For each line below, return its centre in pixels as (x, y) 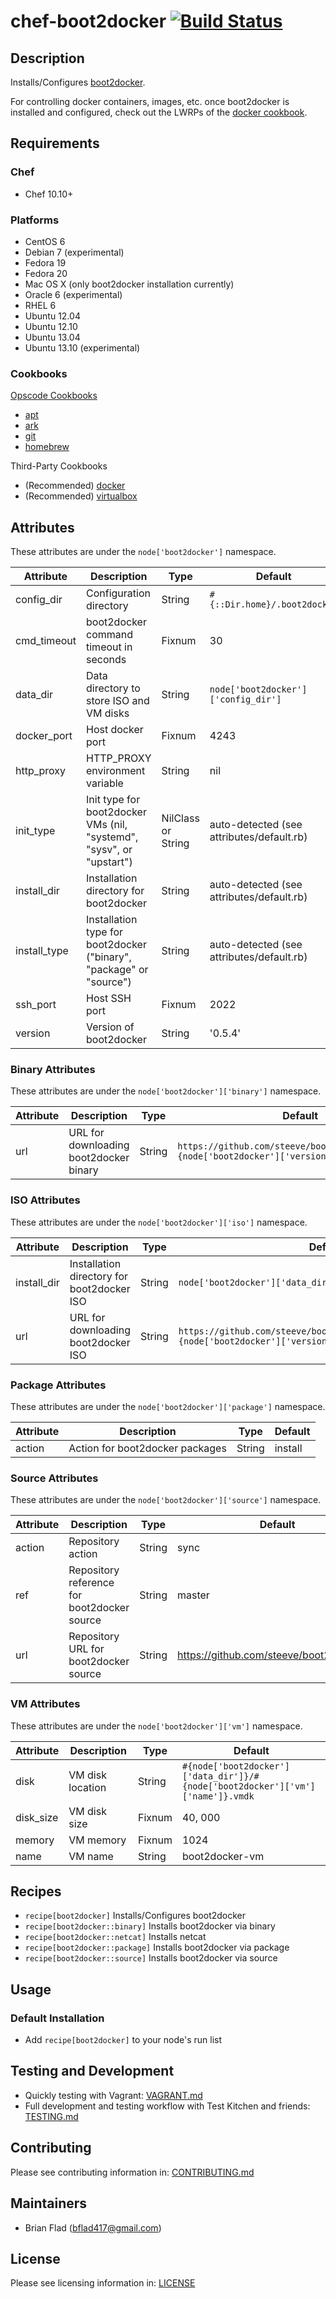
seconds (106, 660)
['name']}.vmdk (218, 1796)
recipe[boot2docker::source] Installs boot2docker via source (151, 1958)
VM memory (97, 1840)
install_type (42, 951)
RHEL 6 (40, 305)
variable (105, 783)
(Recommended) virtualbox (81, 496)
